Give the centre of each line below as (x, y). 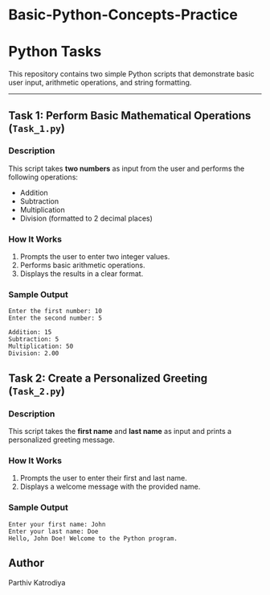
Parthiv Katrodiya (37, 582)
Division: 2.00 (34, 353)
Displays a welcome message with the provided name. (110, 487)
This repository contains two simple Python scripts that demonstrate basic (131, 74)
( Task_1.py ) (37, 128)
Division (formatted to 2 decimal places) (86, 218)
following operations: (43, 177)
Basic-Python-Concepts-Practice (123, 15)
